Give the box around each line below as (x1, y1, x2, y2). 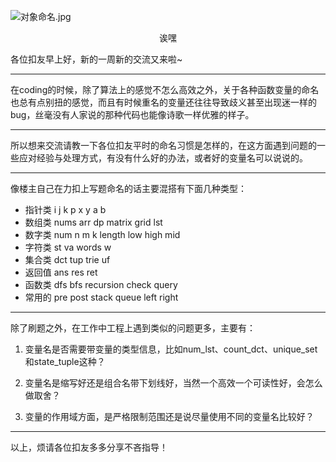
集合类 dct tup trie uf (24, 254, 111, 265)
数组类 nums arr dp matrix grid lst (24, 216, 163, 228)
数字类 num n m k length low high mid (24, 229, 181, 240)
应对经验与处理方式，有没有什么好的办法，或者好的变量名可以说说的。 (18, 152, 308, 164)
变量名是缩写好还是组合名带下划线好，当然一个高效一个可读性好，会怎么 (24, 377, 323, 389)
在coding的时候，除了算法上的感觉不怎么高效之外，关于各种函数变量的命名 (10, 84, 320, 95)
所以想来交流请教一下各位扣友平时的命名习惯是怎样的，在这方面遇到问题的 (10, 140, 317, 151)
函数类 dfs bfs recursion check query (24, 279, 178, 290)
